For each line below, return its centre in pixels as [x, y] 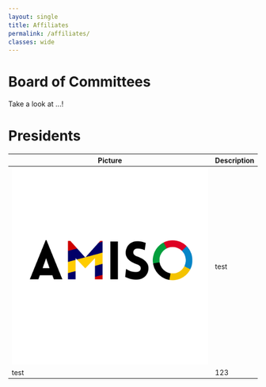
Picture [110, 160]
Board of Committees [80, 82]
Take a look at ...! [36, 104]
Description [235, 160]
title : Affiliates [38, 25]
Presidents [45, 136]
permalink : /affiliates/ [49, 33]
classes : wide [32, 42]
